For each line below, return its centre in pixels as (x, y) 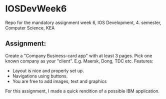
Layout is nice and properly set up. (48, 70)
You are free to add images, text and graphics (59, 81)
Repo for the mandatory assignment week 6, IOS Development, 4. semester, (83, 22)
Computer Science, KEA (30, 27)
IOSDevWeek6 (36, 9)
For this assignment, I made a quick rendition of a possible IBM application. (82, 91)
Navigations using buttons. (40, 76)
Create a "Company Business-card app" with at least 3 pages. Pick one (79, 55)
